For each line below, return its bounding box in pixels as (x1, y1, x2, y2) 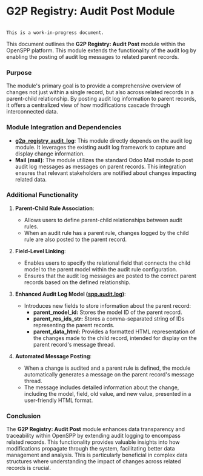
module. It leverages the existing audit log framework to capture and (15, 143, 186, 151)
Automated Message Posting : (15, 352, 92, 359)
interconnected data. (6, 108, 59, 115)
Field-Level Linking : (15, 247, 66, 254)
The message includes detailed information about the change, (24, 384, 179, 391)
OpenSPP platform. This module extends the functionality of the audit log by (6, 47, 197, 54)
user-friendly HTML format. (24, 396, 93, 404)
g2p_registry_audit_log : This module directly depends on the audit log (15, 137, 192, 144)
